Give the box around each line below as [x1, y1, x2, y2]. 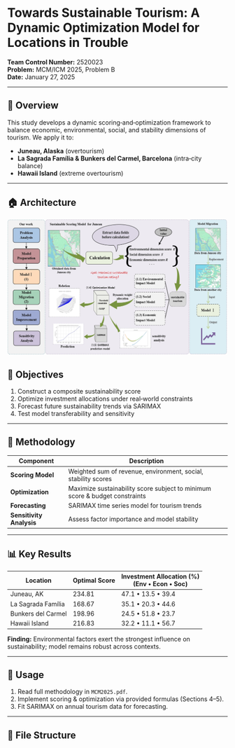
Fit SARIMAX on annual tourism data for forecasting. [17, 702, 169, 711]
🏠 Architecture [7, 197, 77, 209]
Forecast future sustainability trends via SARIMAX [17, 401, 162, 410]
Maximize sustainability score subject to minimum [68, 484, 212, 492]
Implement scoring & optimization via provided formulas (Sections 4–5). [17, 695, 225, 703]
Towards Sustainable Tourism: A [7, 5, 201, 21]
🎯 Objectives [7, 368, 64, 380]
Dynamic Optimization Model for [7, 20, 200, 36]
